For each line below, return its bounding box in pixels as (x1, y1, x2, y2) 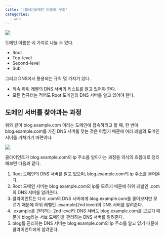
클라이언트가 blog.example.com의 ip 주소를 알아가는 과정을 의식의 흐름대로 (5, 154, 151, 160)
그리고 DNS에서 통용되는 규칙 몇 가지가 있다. (5, 76, 91, 81)
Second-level (12, 60, 40, 66)
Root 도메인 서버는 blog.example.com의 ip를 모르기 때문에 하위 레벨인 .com (12, 183, 160, 189)
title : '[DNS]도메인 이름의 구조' (5, 7, 68, 12)
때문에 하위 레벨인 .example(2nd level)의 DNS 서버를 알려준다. (21, 202, 143, 208)
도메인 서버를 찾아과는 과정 (5, 108, 82, 117)
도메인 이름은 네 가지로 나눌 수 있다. (5, 40, 74, 46)
